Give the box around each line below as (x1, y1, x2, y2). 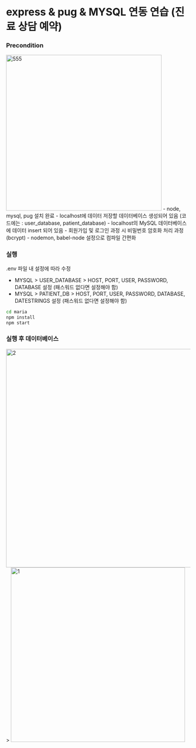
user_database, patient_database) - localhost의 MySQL (24, 219, 157, 226)
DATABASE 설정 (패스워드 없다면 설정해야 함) (14, 283, 118, 290)
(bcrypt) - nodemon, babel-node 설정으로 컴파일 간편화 (6, 234, 136, 241)
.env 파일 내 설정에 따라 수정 (6, 265, 71, 272)
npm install (6, 314, 35, 320)
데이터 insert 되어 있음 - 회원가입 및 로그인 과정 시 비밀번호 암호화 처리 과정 (12, 227, 184, 234)
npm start (6, 320, 30, 326)
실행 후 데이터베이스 (6, 335, 59, 343)
